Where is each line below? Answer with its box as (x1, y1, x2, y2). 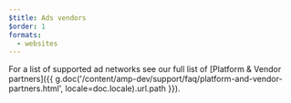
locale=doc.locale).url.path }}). (65, 83, 181, 94)
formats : (8, 30, 42, 39)
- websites (16, 38, 58, 48)
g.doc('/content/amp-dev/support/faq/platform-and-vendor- (55, 74, 284, 85)
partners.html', (8, 83, 64, 94)
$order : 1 (8, 22, 47, 31)
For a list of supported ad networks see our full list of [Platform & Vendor (8, 64, 282, 75)
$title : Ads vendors (8, 13, 88, 23)
